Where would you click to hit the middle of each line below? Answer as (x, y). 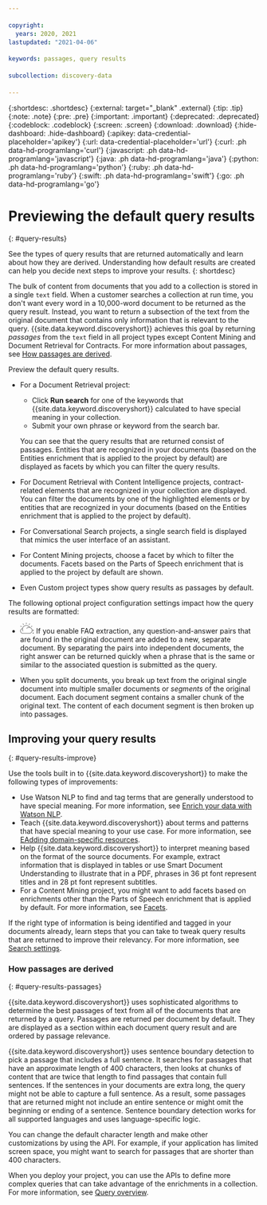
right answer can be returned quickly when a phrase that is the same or (137, 656)
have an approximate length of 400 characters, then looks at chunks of (125, 1068)
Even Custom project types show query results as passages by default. (137, 587)
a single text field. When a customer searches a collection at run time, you (131, 294)
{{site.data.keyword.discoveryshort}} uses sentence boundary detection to (132, 1051)
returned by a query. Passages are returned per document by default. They (132, 1019)
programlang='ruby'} (43, 175)
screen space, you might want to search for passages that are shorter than (131, 1151)
